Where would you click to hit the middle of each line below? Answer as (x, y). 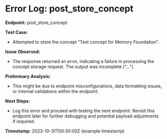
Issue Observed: (23, 51)
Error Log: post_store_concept (69, 9)
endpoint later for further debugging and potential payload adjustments (85, 116)
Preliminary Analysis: (28, 76)
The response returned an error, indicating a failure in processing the (83, 61)
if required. (24, 121)
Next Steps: (18, 101)
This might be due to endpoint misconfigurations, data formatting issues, (87, 86)
